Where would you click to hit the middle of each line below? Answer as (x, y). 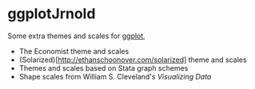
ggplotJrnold (52, 14)
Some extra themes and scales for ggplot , (76, 36)
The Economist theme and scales (74, 51)
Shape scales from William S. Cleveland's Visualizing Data (115, 76)
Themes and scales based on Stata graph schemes (104, 68)
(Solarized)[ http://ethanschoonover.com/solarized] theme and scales (133, 60)
